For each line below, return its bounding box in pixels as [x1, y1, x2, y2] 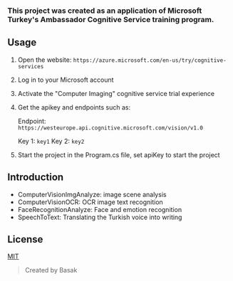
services [17, 63, 44, 70]
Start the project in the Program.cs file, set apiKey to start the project [17, 150, 220, 159]
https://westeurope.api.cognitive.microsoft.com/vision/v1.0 [17, 124, 204, 132]
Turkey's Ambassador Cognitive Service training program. [7, 14, 214, 24]
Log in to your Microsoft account [17, 75, 114, 84]
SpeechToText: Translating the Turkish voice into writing [17, 213, 182, 221]
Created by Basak [24, 266, 78, 275]
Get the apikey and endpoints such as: [17, 102, 130, 112]
